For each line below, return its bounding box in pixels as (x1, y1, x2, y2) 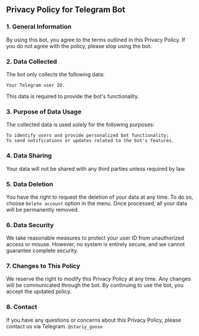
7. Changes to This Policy (6, 262, 80, 270)
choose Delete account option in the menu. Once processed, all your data (6, 199, 188, 207)
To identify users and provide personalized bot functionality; (6, 133, 169, 139)
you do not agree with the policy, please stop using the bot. (6, 42, 152, 49)
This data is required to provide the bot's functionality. (6, 92, 139, 100)
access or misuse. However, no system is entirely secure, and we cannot (6, 241, 185, 248)
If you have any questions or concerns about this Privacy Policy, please (6, 316, 182, 324)
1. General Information (6, 23, 71, 31)
